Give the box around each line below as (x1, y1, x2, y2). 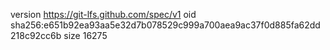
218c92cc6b (10, 30, 62, 41)
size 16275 (63, 30, 108, 41)
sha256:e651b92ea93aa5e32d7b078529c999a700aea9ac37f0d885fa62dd (10, 19, 321, 31)
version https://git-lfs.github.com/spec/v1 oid (10, 9, 197, 20)
